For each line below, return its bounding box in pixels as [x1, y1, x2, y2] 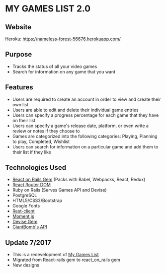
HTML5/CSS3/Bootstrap [12, 198, 63, 204]
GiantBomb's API [12, 224, 47, 230]
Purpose [5, 50, 32, 59]
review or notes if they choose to [12, 128, 80, 134]
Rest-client [12, 208, 35, 214]
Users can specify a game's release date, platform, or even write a [12, 123, 149, 129]
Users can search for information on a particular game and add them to [12, 143, 159, 149]
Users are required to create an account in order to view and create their [12, 96, 161, 102]
